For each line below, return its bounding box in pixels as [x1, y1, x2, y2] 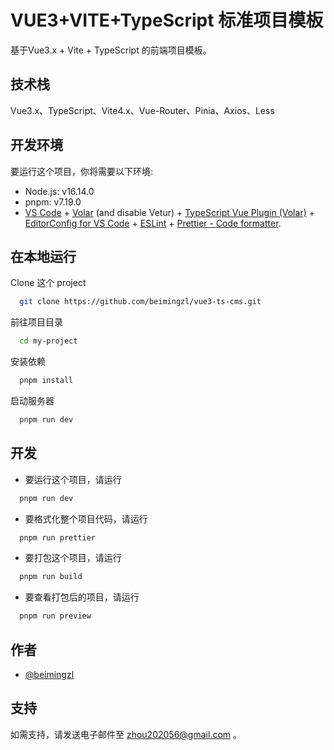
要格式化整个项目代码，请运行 [24, 512, 148, 525]
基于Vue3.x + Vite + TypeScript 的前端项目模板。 [10, 44, 212, 56]
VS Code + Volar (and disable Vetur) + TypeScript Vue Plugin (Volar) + [24, 206, 315, 218]
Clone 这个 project [10, 277, 87, 289]
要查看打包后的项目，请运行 [24, 591, 140, 603]
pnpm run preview [19, 611, 92, 621]
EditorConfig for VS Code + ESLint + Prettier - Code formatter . [24, 217, 282, 229]
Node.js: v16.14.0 [24, 185, 95, 197]
